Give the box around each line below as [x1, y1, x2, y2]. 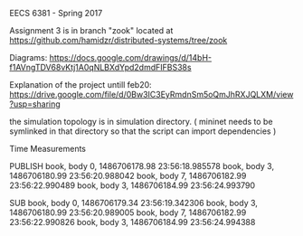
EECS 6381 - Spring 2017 [9, 8, 103, 18]
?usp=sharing [9, 99, 61, 109]
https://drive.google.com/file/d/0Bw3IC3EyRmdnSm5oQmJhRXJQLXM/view [9, 90, 294, 99]
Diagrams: [9, 52, 48, 62]
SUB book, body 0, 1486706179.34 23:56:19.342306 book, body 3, [9, 198, 258, 208]
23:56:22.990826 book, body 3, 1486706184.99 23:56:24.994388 [9, 217, 256, 227]
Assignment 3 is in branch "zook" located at [9, 25, 174, 35]
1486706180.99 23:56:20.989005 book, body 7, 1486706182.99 [9, 207, 247, 218]
